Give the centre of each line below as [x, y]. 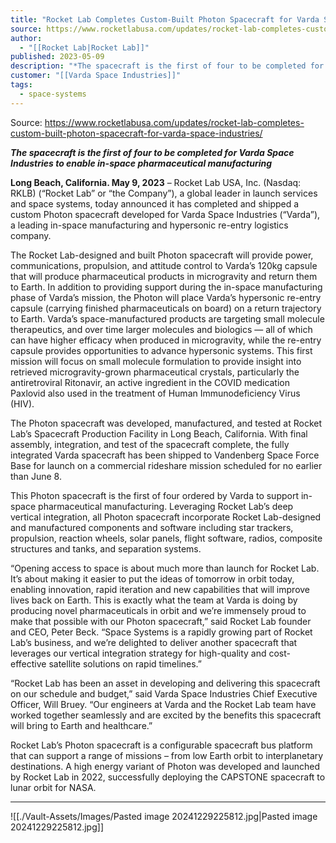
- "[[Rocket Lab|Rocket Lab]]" [84, 47]
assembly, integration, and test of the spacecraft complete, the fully [150, 444]
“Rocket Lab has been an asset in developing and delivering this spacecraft [165, 683]
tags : [21, 85]
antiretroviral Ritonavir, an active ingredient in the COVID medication [150, 382]
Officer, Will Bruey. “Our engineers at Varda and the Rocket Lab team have [163, 704]
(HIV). [22, 403]
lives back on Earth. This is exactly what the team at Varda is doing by [154, 600]
